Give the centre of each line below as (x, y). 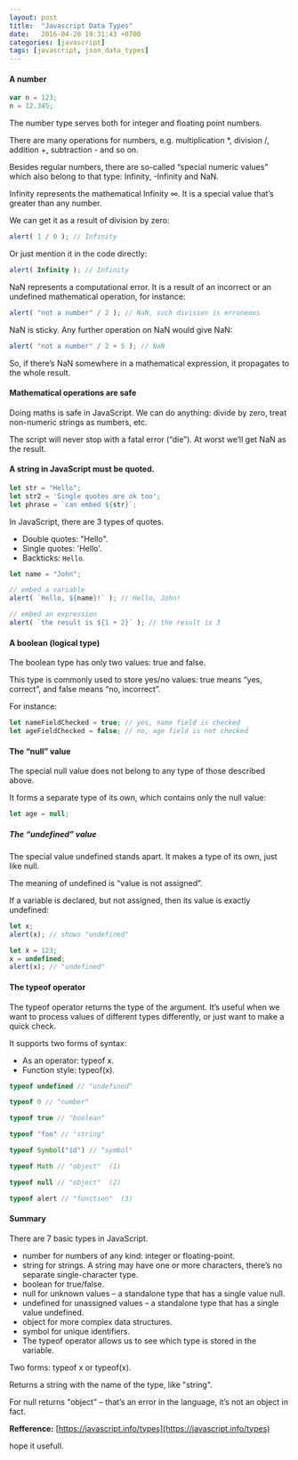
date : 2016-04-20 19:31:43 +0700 (75, 34)
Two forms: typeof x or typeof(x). (70, 1367)
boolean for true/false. (63, 1284)
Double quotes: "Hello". (65, 538)
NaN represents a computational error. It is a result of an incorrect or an (141, 286)
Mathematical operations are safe (73, 393)
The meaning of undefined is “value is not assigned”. (106, 883)
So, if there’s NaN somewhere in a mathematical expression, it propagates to (149, 363)
